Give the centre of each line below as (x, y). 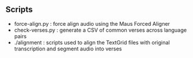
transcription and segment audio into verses (68, 49)
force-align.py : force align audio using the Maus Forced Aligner (92, 23)
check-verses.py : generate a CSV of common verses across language (100, 30)
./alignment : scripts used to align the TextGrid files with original (92, 42)
